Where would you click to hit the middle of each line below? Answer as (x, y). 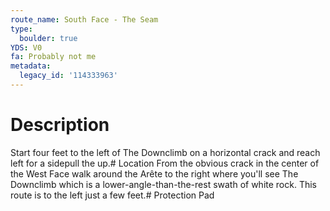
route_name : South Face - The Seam (84, 19)
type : (21, 29)
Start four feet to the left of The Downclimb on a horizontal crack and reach (165, 152)
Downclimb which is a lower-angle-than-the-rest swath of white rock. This (164, 184)
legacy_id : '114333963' (68, 76)
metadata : (31, 66)
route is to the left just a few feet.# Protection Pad (112, 195)
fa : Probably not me (53, 57)
